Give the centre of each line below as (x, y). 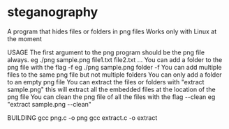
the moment (24, 38)
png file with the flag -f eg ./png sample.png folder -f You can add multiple (114, 67)
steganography (53, 12)
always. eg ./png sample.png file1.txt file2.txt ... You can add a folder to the (115, 59)
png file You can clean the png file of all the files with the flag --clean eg (111, 97)
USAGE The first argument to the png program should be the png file (106, 52)
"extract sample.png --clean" (50, 104)
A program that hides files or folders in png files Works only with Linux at (112, 31)
